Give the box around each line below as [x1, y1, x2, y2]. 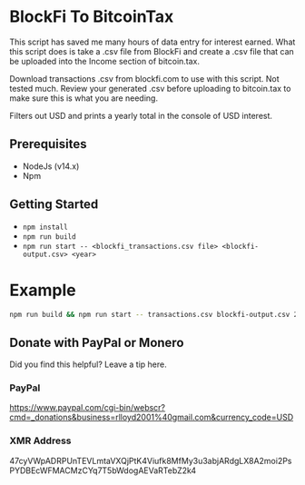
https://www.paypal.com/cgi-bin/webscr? [9, 402, 166, 413]
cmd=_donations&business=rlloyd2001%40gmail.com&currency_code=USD [9, 411, 294, 423]
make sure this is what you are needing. [9, 93, 159, 104]
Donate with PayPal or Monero [9, 334, 184, 351]
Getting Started [9, 197, 99, 213]
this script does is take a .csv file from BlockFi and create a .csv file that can [9, 45, 295, 56]
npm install [22, 223, 68, 232]
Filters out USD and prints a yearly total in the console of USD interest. [9, 110, 273, 121]
